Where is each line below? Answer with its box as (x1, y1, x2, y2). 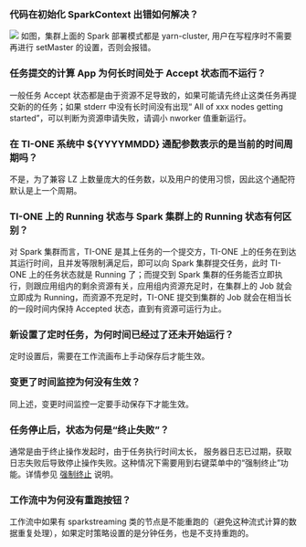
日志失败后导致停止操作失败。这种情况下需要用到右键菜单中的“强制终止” (9, 458, 281, 468)
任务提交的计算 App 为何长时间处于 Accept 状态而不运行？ (9, 67, 267, 79)
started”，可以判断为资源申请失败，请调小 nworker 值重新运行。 (9, 112, 251, 123)
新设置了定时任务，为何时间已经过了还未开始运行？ (9, 329, 235, 342)
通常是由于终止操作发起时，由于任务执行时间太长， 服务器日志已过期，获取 (9, 446, 292, 458)
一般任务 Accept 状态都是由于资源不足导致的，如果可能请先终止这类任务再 (9, 89, 290, 100)
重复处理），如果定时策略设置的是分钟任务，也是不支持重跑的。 (16, 528, 254, 539)
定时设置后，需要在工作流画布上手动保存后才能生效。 (9, 351, 210, 362)
